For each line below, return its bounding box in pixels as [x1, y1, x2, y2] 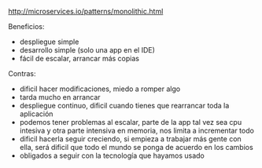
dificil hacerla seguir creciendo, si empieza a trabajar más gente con [19, 134, 242, 144]
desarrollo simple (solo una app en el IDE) [19, 46, 156, 54]
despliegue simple [19, 37, 79, 46]
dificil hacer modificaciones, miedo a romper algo [19, 84, 181, 93]
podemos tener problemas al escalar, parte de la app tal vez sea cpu [19, 118, 242, 126]
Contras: [8, 69, 37, 78]
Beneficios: [8, 22, 45, 31]
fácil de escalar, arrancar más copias [19, 54, 140, 63]
